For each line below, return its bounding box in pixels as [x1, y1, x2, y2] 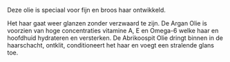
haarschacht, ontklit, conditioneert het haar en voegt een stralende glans [7, 41, 214, 49]
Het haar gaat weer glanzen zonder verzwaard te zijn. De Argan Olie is [7, 19, 207, 27]
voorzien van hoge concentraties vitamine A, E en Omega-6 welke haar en [7, 27, 219, 34]
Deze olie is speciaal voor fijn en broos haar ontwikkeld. [7, 6, 166, 14]
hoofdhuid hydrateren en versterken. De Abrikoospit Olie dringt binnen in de [7, 34, 223, 42]
